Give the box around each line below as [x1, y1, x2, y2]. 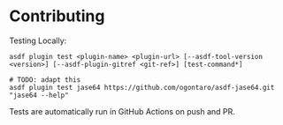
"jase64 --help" [9, 91, 69, 99]
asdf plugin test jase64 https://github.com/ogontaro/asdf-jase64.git [9, 83, 275, 92]
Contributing [9, 6, 105, 26]
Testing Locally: [9, 35, 67, 46]
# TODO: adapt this [9, 75, 81, 85]
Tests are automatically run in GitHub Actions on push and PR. [9, 106, 236, 116]
